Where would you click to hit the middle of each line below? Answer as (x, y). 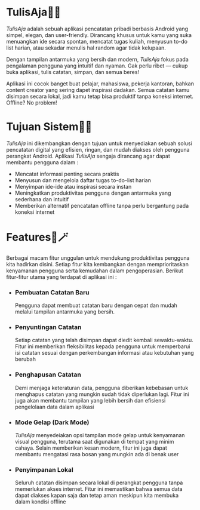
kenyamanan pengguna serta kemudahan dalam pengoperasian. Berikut (95, 271)
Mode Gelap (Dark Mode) (52, 422)
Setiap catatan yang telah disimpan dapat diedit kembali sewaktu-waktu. (104, 340)
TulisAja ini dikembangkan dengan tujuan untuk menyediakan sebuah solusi (99, 143)
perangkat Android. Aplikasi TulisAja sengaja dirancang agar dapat (88, 156)
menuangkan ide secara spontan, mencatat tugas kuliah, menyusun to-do (97, 41)
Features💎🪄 (37, 237)
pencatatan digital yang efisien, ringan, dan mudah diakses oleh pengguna (98, 149)
